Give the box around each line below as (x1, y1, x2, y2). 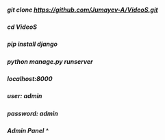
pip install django (7, 40, 58, 48)
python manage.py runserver (7, 57, 94, 65)
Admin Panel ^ (7, 127, 49, 135)
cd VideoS (7, 23, 38, 31)
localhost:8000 (7, 75, 53, 83)
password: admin (7, 109, 58, 117)
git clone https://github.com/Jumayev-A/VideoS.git (7, 5, 159, 14)
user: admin (7, 92, 42, 100)
